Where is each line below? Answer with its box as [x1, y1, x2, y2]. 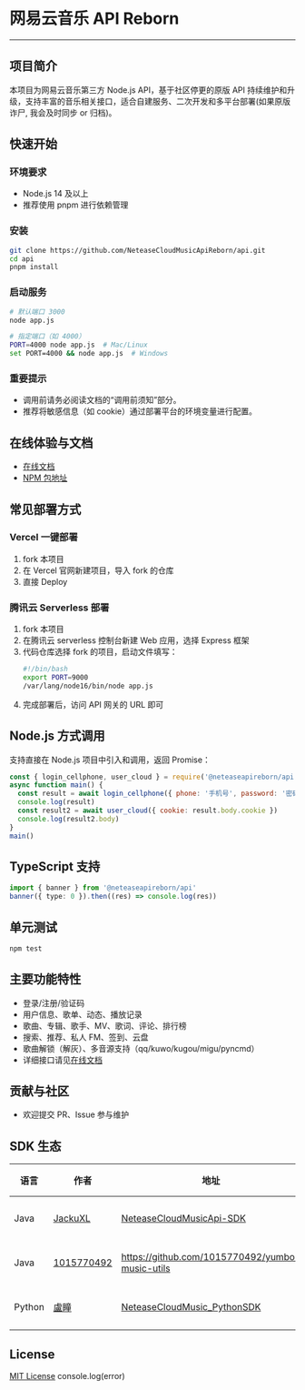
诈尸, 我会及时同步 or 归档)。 [9, 106, 117, 118]
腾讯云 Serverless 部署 [9, 601, 110, 614]
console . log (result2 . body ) [17, 814, 120, 823]
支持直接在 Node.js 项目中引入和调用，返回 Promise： [9, 754, 211, 765]
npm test [9, 943, 43, 953]
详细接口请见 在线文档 [22, 1054, 103, 1065]
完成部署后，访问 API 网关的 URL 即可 [22, 699, 164, 710]
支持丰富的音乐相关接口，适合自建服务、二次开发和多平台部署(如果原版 [25, 96, 291, 106]
